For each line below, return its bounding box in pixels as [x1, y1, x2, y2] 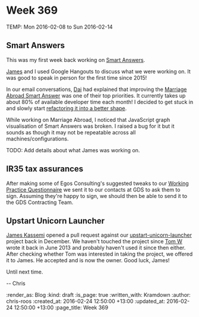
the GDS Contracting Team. [6, 199, 74, 206]
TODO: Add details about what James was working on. [6, 146, 140, 153]
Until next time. [6, 268, 43, 275]
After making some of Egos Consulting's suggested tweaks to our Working [6, 180, 189, 187]
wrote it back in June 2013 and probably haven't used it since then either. [6, 244, 186, 252]
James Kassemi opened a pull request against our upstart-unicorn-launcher [6, 231, 192, 238]
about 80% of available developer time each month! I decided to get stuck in [6, 98, 194, 105]
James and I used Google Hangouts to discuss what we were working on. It [6, 68, 191, 75]
